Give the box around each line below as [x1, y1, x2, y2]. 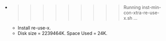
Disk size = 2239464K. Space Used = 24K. [17, 30, 108, 36]
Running [123, 5, 141, 10]
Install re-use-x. [17, 25, 51, 31]
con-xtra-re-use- [123, 10, 159, 16]
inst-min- [141, 5, 161, 10]
